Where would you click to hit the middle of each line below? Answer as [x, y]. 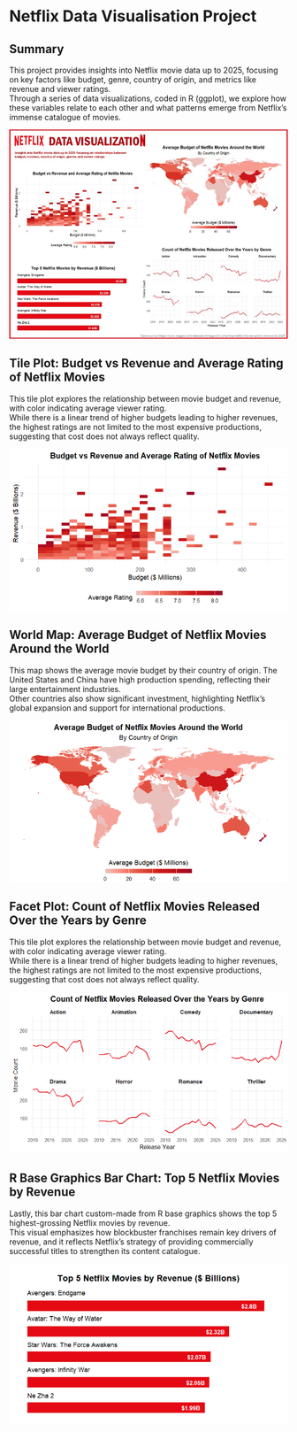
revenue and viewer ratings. [60, 89]
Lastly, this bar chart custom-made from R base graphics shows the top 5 [143, 1213]
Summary [37, 49]
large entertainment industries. [65, 689]
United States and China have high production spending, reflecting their [140, 680]
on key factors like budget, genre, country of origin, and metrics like [133, 80]
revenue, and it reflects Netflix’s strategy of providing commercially [131, 1242]
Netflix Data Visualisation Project [133, 16]
